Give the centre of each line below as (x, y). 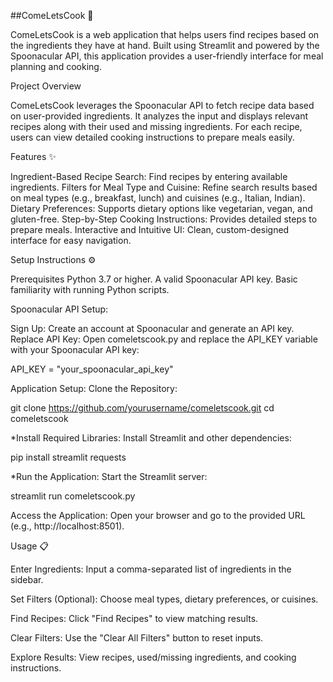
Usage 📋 (30, 546)
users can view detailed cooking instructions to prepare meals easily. (152, 137)
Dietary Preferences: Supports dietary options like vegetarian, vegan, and (161, 208)
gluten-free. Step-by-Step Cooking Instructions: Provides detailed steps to (164, 219)
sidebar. (27, 579)
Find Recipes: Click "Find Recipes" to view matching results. (134, 618)
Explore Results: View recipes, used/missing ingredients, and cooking (153, 657)
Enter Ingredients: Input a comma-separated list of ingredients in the (151, 569)
